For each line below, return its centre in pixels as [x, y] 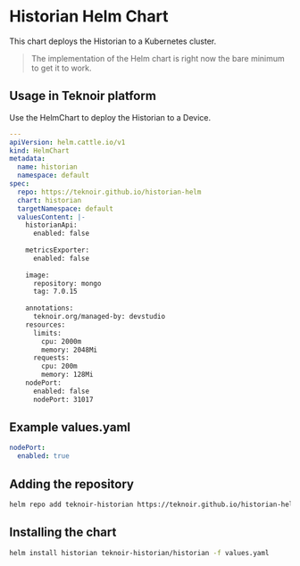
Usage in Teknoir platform [83, 96]
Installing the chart [63, 533]
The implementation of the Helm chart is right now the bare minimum [158, 58]
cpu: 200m [59, 366]
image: [37, 275]
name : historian [47, 167]
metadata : [28, 159]
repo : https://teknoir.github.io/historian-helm [109, 192]
